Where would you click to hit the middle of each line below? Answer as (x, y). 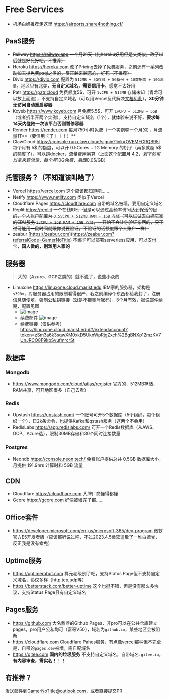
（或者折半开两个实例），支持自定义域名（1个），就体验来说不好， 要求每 (86, 117)
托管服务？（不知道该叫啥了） (52, 178)
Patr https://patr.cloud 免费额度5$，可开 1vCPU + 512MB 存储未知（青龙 (85, 92)
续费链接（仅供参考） (42, 324)
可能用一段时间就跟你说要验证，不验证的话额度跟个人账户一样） (83, 228)
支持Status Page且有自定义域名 (54, 592)
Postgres (16, 447)
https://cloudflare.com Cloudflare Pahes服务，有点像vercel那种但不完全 (87, 642)
